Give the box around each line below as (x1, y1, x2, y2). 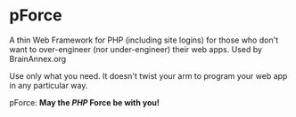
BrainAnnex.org (9, 53, 67, 64)
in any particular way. (9, 80, 88, 90)
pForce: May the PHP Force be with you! (9, 97, 160, 107)
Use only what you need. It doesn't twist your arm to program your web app (9, 70, 288, 81)
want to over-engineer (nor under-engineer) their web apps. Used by (9, 43, 263, 54)
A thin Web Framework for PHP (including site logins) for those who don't (9, 35, 279, 45)
